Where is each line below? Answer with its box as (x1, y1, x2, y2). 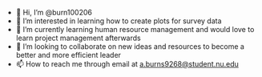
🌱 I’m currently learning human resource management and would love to (15, 25, 255, 34)
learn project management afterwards (15, 33, 142, 43)
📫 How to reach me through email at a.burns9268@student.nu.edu (15, 59, 239, 68)
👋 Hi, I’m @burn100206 (15, 8, 92, 17)
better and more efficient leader (15, 51, 122, 59)
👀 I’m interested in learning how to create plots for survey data (15, 16, 222, 26)
